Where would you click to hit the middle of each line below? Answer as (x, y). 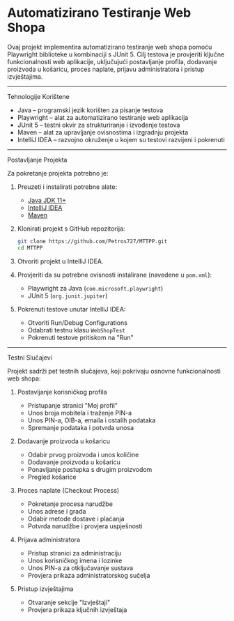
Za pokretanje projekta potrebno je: (58, 173)
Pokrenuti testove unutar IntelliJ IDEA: (71, 309)
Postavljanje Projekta (37, 160)
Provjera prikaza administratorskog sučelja (89, 575)
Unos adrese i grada (57, 511)
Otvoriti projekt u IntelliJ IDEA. (60, 261)
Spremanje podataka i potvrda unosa (81, 427)
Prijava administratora (49, 539)
